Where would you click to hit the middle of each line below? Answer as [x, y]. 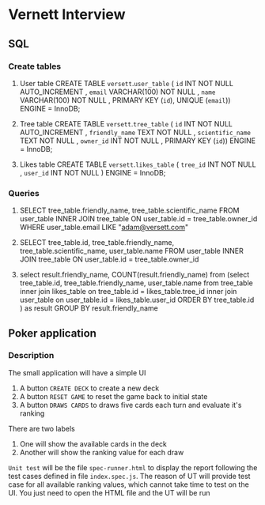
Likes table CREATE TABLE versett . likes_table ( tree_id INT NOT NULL [138, 164]
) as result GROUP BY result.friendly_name [89, 308]
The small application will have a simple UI [77, 372]
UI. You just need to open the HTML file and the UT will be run [109, 492]
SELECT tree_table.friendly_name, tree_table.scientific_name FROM [129, 210]
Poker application [53, 333]
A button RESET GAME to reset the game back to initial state [114, 396]
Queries [24, 193]
